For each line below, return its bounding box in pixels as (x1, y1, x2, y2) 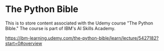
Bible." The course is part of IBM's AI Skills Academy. (5, 25, 116, 31)
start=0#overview (5, 40, 42, 46)
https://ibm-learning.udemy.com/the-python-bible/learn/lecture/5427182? (5, 35, 159, 41)
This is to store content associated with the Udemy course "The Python (5, 20, 153, 26)
